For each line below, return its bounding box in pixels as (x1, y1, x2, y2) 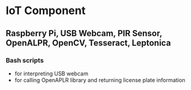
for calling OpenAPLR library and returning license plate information (14, 76, 185, 83)
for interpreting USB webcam (14, 70, 89, 77)
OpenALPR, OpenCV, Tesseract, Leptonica (6, 37, 171, 48)
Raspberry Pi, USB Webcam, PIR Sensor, (6, 28, 163, 39)
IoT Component (6, 4, 86, 18)
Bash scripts (6, 56, 44, 64)
